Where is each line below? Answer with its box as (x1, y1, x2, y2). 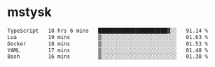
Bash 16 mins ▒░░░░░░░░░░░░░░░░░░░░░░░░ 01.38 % (7, 53, 209, 60)
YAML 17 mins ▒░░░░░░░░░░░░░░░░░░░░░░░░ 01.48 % (7, 47, 209, 54)
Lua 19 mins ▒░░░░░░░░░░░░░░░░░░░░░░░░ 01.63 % (7, 33, 209, 40)
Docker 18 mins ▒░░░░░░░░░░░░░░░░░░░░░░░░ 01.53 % (7, 40, 209, 47)
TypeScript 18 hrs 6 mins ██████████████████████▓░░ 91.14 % (7, 27, 209, 34)
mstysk (7, 4, 52, 20)
